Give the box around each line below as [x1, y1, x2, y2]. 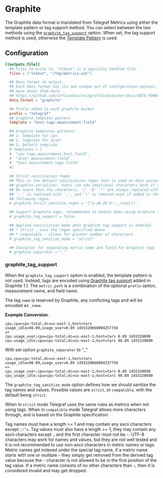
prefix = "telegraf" [9, 111, 51, 116]
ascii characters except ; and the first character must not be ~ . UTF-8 [5, 431, 145, 437]
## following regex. [9, 196, 51, 201]
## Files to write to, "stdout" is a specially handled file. [9, 67, 138, 71]
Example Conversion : [5, 312, 49, 318]
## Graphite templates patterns [9, 129, 75, 134]
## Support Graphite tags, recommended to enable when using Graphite [9, 210, 155, 215]
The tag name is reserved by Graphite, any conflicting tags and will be [5, 297, 143, 303]
